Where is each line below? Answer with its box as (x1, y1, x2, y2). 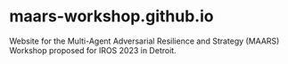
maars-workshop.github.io (9, 6, 214, 27)
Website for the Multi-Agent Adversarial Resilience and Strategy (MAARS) (9, 36, 280, 46)
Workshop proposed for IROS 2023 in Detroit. (9, 44, 177, 55)
